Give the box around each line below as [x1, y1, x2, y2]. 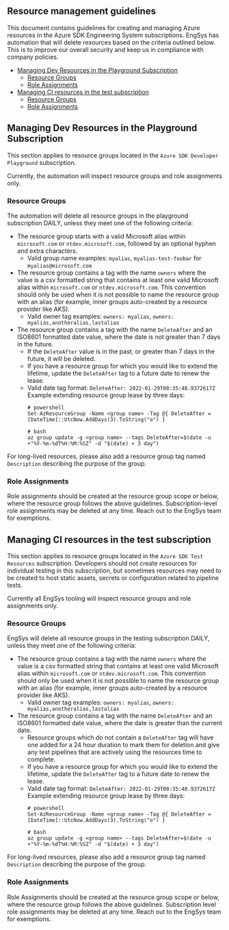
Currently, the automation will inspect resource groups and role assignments [7, 171, 222, 180]
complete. [27, 755, 56, 764]
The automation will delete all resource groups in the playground [7, 212, 189, 220]
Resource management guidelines [7, 5, 156, 17]
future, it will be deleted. [27, 354, 96, 362]
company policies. [7, 53, 59, 61]
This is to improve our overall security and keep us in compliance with [7, 45, 204, 53]
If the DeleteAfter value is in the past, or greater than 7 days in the [27, 347, 215, 355]
